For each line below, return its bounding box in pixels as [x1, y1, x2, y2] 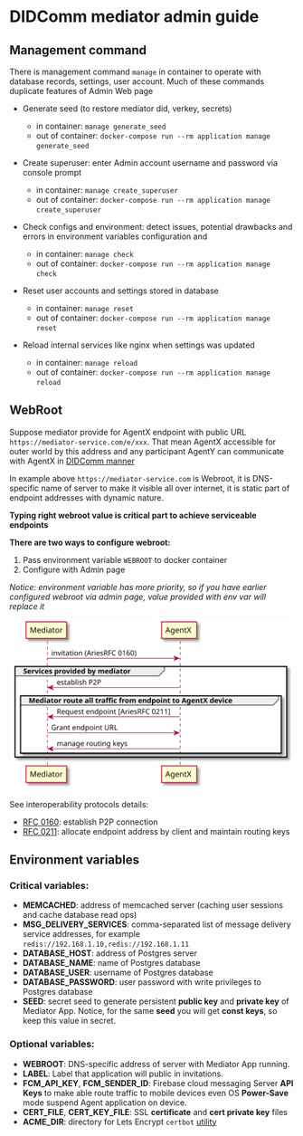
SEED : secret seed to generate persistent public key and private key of [22, 996, 289, 1007]
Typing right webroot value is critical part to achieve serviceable [9, 510, 257, 520]
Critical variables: [9, 879, 90, 892]
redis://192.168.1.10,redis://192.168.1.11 [22, 940, 190, 950]
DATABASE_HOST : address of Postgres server [22, 948, 197, 959]
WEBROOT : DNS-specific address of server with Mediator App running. [22, 1058, 290, 1069]
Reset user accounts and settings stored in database [22, 285, 219, 296]
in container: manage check [35, 249, 134, 259]
